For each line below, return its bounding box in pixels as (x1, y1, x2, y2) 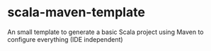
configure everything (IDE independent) (7, 35, 123, 43)
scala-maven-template (7, 4, 145, 21)
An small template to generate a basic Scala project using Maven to (7, 28, 204, 36)
